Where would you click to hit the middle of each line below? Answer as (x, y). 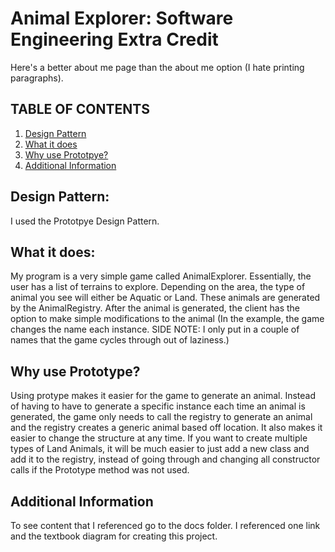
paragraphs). (37, 78)
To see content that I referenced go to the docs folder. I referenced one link (165, 525)
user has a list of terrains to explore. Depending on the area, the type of (158, 287)
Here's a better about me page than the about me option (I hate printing (157, 67)
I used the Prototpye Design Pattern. (85, 221)
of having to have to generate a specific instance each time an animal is (158, 406)
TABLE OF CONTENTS (80, 109)
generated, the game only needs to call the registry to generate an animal (161, 417)
